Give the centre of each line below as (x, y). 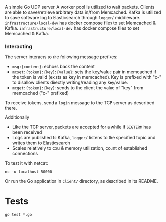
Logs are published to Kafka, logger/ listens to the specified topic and (84, 138)
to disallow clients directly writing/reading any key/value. (70, 83)
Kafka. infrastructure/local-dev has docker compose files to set (72, 28)
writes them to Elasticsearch (41, 143)
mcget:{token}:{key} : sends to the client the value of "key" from (78, 88)
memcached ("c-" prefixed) (41, 93)
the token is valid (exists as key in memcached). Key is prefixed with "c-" (87, 77)
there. (11, 108)
